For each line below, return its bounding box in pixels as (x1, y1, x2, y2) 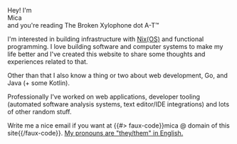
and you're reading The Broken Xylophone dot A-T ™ (7, 21, 159, 29)
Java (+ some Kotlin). (7, 79, 70, 87)
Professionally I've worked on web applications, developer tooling (7, 92, 201, 101)
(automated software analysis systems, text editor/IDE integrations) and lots (7, 100, 230, 109)
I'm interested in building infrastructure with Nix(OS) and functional (7, 35, 204, 43)
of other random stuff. (7, 108, 73, 116)
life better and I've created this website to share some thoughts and (7, 50, 206, 58)
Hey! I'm (7, 6, 32, 14)
